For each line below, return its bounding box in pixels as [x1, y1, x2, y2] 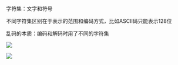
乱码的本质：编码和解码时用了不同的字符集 [6, 30, 109, 37]
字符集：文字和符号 [6, 5, 53, 12]
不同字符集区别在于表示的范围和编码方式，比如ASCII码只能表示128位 [6, 18, 172, 25]
